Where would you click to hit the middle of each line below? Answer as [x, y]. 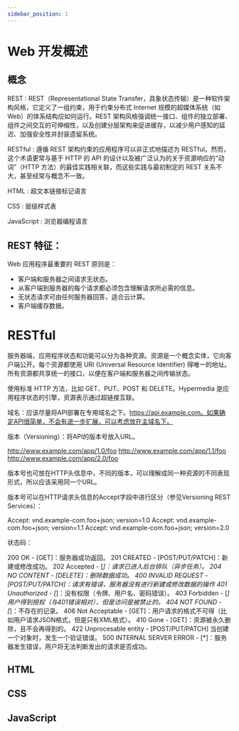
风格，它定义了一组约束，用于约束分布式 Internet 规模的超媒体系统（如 [117, 107]
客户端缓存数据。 [43, 306]
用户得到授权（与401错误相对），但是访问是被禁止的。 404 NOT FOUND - [115, 602]
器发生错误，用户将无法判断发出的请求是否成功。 [79, 647]
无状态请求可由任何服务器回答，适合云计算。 [83, 297]
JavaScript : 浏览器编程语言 [48, 221]
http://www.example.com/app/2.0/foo [63, 458]
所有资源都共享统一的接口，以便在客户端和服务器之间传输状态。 [101, 374]
